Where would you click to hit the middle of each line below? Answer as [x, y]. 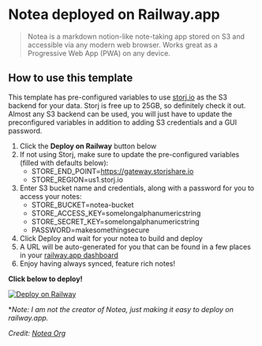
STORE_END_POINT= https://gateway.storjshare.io [112, 171]
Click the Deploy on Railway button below [88, 146]
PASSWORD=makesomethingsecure [90, 230]
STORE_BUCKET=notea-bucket [82, 205]
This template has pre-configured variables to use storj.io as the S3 [118, 97]
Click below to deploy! [45, 279]
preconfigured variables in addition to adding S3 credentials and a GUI [123, 122]
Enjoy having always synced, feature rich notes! [97, 263]
